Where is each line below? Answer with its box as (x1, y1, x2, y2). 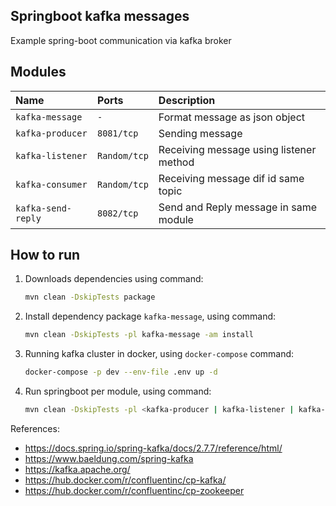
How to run (10, 247, 81, 264)
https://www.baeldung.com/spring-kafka (24, 452, 194, 464)
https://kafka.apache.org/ (24, 463, 131, 475)
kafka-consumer (15, 179, 88, 190)
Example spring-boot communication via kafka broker (10, 34, 232, 46)
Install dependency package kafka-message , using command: (24, 310, 277, 323)
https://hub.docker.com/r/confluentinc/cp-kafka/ (24, 474, 227, 486)
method (158, 155, 195, 169)
